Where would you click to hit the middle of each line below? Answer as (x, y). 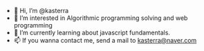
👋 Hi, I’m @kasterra (41, 11)
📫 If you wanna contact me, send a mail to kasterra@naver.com (105, 40)
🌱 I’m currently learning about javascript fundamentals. (92, 32)
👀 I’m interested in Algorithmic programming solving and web (101, 18)
